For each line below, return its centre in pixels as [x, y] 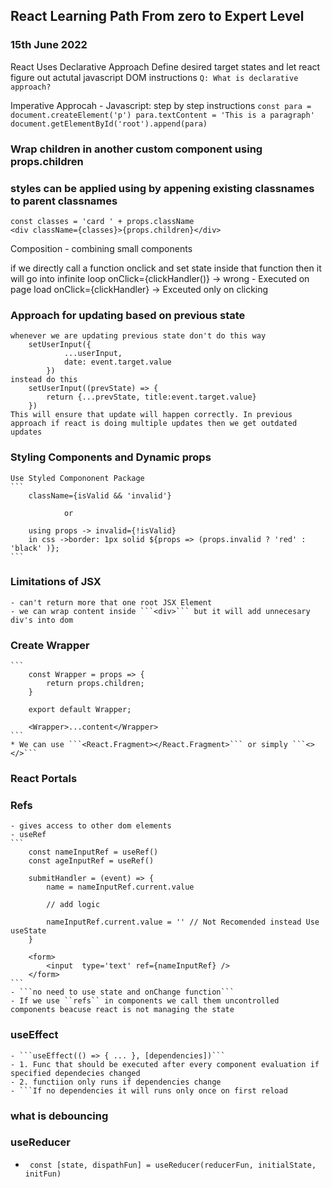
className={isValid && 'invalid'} [100, 495]
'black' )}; [35, 548]
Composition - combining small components [101, 248]
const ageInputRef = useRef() [91, 861]
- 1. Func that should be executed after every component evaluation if [165, 1064]
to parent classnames [64, 201]
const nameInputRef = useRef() [93, 852]
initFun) [43, 1174]
